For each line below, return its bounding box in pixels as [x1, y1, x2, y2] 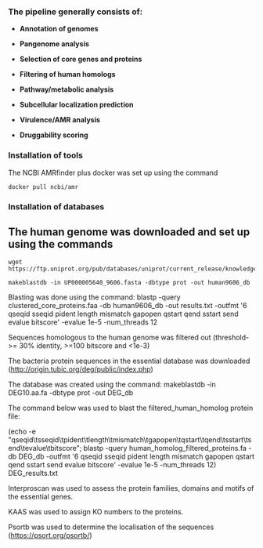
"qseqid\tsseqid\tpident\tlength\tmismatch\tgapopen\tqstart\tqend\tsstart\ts [8, 435, 252, 445]
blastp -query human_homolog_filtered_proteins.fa [83, 444, 247, 453]
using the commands [8, 238, 113, 251]
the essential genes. [8, 492, 74, 502]
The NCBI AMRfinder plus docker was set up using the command [8, 168, 218, 177]
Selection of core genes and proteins [19, 54, 142, 64]
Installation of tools [8, 150, 84, 161]
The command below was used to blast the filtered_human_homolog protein [8, 403, 254, 413]
